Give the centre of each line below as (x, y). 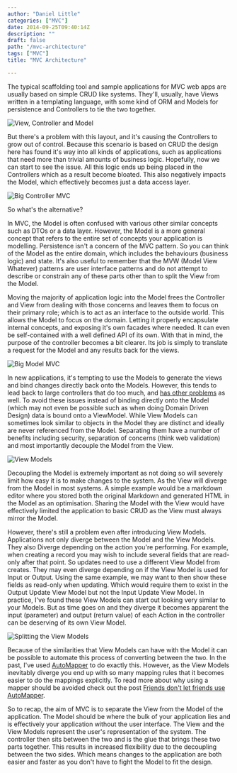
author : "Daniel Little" (44, 14)
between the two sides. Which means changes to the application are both (115, 754)
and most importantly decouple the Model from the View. (90, 445)
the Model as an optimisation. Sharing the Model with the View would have (116, 503)
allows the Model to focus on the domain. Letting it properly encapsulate (113, 319)
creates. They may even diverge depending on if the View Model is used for (118, 569)
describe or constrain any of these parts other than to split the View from (114, 276)
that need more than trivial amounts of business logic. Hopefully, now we (114, 159)
